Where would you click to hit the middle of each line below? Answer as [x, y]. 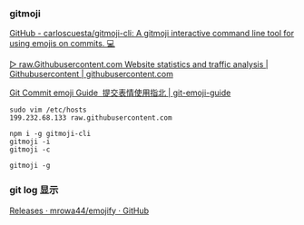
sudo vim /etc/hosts [49, 110]
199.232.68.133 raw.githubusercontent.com [91, 118]
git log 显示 [34, 191]
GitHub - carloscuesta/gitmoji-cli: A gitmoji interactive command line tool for [152, 34]
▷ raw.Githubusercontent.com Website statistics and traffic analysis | [139, 64]
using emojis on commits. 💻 [62, 44]
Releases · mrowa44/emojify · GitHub [79, 210]
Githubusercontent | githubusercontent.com [92, 74]
